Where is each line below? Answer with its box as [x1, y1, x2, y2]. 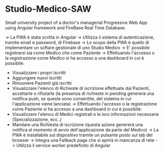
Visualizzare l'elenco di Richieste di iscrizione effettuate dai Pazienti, [12, 85, 150, 91]
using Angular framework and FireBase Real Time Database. [5, 24, 126, 30]
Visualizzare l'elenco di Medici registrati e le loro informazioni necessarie [12, 111, 160, 117]
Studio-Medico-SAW [5, 3, 92, 15]
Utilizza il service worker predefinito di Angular [16, 142, 111, 148]
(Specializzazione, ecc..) [12, 116, 62, 122]
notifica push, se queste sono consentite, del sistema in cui [12, 95, 132, 101]
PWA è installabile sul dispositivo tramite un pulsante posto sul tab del [12, 132, 153, 138]
